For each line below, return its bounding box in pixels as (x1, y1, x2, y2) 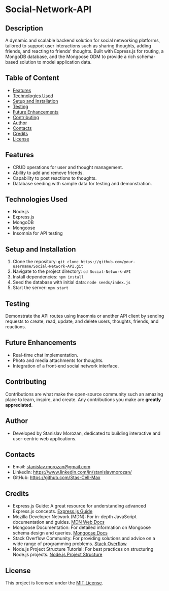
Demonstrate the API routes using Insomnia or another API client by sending (5, 313, 164, 319)
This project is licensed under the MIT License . (5, 579, 104, 586)
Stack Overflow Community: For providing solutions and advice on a (12, 536, 156, 542)
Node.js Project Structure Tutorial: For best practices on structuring (12, 546, 154, 552)
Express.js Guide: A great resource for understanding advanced (12, 503, 146, 509)
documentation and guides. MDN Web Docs (12, 519, 105, 525)
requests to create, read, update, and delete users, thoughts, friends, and (5, 318, 159, 324)
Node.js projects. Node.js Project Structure (12, 551, 103, 558)
